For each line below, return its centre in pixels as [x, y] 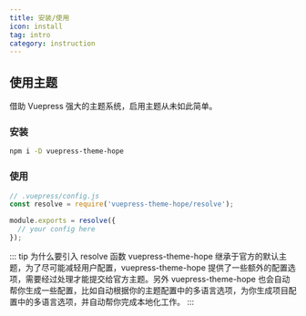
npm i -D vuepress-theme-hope [67, 151]
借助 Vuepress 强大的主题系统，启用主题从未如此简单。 [113, 107]
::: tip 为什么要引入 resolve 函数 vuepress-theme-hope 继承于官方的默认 [144, 256]
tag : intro [30, 35]
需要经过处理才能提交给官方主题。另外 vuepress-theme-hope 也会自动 [158, 279]
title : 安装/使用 [40, 18]
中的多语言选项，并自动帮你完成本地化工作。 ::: [106, 301]
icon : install [36, 26]
